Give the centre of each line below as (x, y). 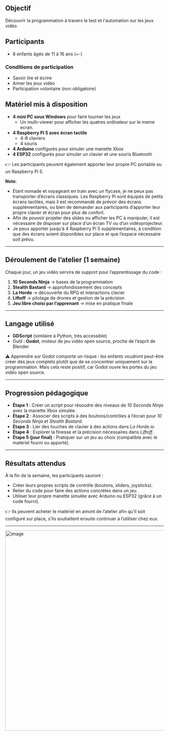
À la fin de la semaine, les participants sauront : (54, 475)
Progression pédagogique (47, 393)
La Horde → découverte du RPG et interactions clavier (69, 293)
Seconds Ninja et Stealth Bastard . (48, 421)
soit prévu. (24, 239)
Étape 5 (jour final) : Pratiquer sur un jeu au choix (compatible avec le (85, 437)
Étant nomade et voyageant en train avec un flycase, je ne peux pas (83, 191)
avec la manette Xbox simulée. (44, 411)
